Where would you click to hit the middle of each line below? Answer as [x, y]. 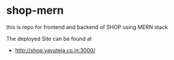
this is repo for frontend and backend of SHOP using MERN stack [87, 27]
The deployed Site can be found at [49, 38]
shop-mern [35, 10]
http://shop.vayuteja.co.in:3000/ [55, 50]
